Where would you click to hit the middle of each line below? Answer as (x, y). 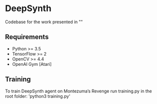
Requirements (27, 37)
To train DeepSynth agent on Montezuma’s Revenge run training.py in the (78, 91)
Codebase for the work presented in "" (44, 22)
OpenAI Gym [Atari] (32, 64)
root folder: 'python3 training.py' (38, 96)
